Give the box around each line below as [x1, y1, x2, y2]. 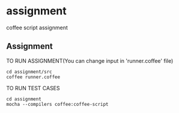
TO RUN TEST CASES [6, 84, 60, 91]
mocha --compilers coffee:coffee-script [6, 101, 109, 107]
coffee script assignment [6, 24, 68, 31]
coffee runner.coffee [6, 74, 61, 80]
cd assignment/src [6, 69, 52, 75]
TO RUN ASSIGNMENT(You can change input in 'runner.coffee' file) [6, 57, 174, 64]
